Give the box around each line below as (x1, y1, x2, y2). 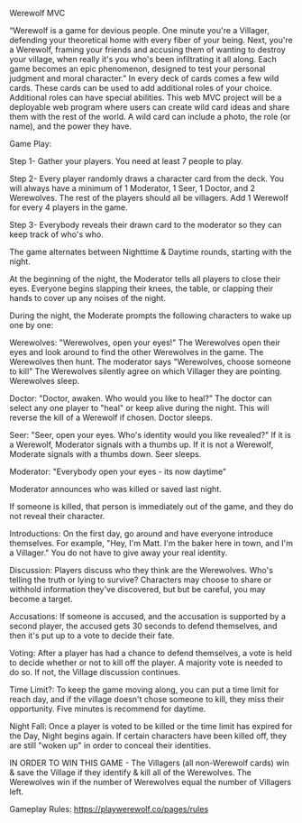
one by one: (9, 320, 54, 330)
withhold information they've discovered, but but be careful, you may (9, 584, 266, 594)
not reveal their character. (9, 511, 105, 521)
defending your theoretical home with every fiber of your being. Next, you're (9, 35, 293, 45)
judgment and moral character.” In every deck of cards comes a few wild (9, 73, 279, 84)
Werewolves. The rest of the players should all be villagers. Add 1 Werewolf (9, 193, 288, 203)
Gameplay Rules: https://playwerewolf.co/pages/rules (9, 804, 209, 814)
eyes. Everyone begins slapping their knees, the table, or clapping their (9, 283, 273, 294)
